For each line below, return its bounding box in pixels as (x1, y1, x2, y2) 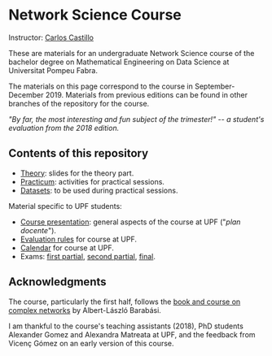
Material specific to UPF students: (8, 201, 122, 211)
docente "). (20, 225, 57, 235)
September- (194, 81, 235, 91)
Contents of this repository (8, 146, 149, 160)
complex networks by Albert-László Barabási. (8, 305, 161, 315)
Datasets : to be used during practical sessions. (20, 185, 178, 195)
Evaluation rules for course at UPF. (20, 234, 137, 244)
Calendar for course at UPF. (20, 242, 114, 253)
